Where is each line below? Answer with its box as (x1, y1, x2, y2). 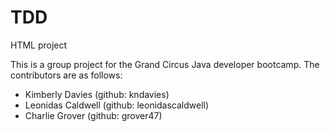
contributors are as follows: (10, 69, 123, 81)
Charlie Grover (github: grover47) (24, 109, 163, 121)
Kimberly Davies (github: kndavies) (24, 88, 170, 100)
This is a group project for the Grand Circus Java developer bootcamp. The (10, 58, 320, 70)
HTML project (10, 39, 68, 51)
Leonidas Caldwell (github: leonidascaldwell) (24, 99, 210, 111)
